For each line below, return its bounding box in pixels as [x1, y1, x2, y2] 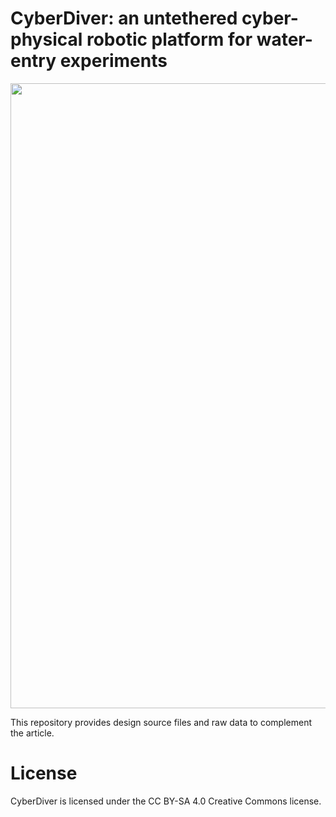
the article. [10, 727, 55, 739]
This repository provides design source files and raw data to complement [10, 716, 313, 728]
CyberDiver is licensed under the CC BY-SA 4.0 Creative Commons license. [10, 795, 322, 807]
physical [10, 28, 83, 51]
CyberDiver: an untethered [10, 7, 238, 30]
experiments [59, 50, 168, 72]
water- [256, 28, 313, 51]
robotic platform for [86, 28, 253, 51]
